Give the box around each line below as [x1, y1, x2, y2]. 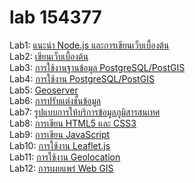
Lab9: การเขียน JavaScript [9, 128, 111, 140]
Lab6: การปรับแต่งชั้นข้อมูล [9, 94, 101, 106]
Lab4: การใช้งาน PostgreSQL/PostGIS [9, 72, 155, 85]
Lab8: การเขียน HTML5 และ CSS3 [9, 117, 137, 129]
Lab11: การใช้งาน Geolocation [9, 151, 121, 163]
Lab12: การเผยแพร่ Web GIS [9, 162, 114, 174]
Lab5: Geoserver [9, 84, 79, 96]
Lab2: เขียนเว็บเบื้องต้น [9, 50, 89, 62]
